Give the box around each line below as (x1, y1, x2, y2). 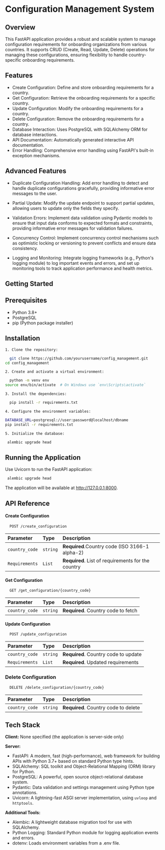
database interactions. (12, 132, 58, 138)
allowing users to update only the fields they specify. (12, 205, 119, 211)
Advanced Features (5, 167, 67, 176)
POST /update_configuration (9, 632, 67, 637)
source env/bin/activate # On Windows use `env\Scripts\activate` (5, 383, 146, 388)
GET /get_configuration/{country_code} (9, 588, 91, 593)
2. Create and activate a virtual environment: (5, 369, 105, 374)
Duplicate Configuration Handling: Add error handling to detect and (12, 180, 148, 186)
